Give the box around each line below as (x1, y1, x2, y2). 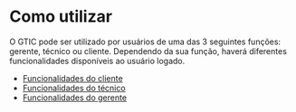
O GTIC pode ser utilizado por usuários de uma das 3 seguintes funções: (9, 36, 282, 47)
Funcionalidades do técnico (22, 82, 126, 93)
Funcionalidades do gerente (22, 92, 128, 103)
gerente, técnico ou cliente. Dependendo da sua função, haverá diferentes (9, 45, 288, 56)
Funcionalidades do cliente (22, 72, 124, 83)
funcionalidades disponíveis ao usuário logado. (9, 55, 186, 66)
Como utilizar (9, 6, 113, 27)
